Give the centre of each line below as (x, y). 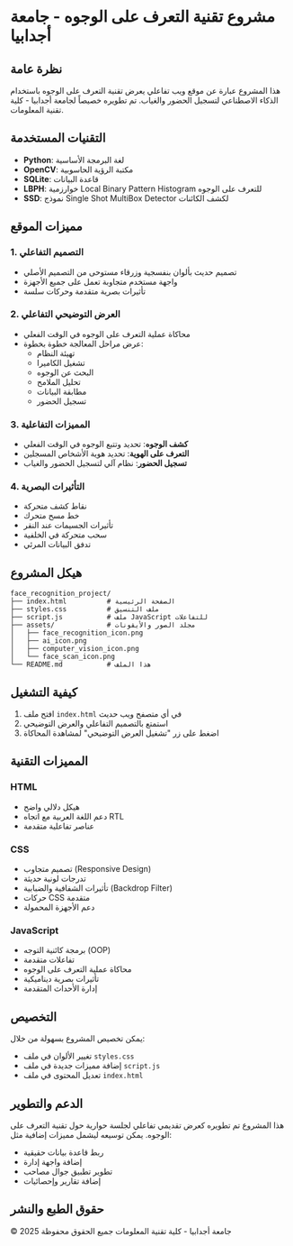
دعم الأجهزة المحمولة (59, 907)
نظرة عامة (36, 69)
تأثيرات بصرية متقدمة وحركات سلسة (84, 291)
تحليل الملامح (59, 381)
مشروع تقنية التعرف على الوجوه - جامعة (143, 17)
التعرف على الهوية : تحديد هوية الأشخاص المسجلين (106, 454)
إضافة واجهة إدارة (53, 1161)
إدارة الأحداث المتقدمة (60, 988)
